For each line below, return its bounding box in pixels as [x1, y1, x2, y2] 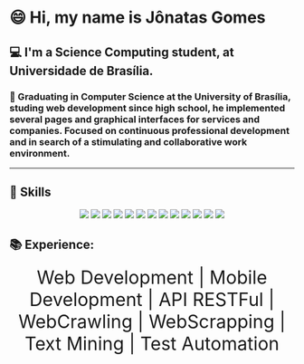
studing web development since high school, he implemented [9, 101, 286, 114]
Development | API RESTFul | [29, 288, 275, 311]
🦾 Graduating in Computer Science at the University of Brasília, [9, 90, 291, 102]
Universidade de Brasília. [9, 62, 154, 79]
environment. [9, 147, 71, 159]
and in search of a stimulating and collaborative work [9, 135, 247, 148]
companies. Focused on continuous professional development [9, 124, 290, 137]
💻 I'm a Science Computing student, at [9, 44, 234, 60]
